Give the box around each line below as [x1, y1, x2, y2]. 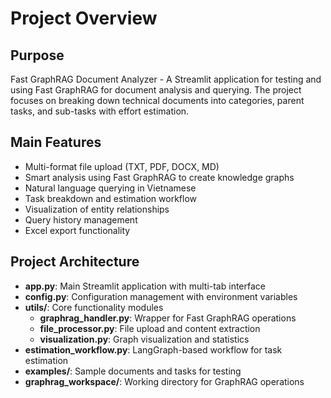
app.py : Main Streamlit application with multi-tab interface [24, 280, 266, 292]
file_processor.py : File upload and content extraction [39, 322, 261, 334]
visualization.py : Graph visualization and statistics [39, 333, 250, 345]
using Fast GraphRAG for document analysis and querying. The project [10, 84, 302, 96]
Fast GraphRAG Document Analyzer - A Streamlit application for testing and [10, 73, 322, 85]
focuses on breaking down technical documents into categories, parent [10, 95, 305, 106]
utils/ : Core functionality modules [24, 301, 164, 313]
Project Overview [10, 7, 158, 30]
